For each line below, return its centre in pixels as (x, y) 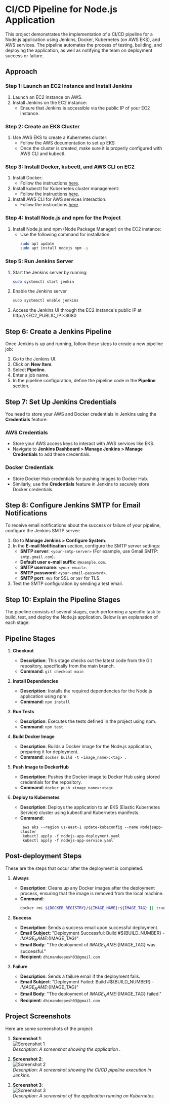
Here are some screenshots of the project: (49, 1028)
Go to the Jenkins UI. (34, 359)
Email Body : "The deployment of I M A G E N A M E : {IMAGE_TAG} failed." (91, 995)
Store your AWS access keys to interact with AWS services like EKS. (83, 444)
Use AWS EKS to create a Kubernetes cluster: (60, 137)
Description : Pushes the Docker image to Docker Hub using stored (90, 777)
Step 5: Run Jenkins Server (39, 261)
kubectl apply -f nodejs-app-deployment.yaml (71, 836)
